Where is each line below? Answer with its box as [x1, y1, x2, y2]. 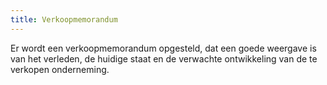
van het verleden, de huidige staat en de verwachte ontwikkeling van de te [10, 52, 318, 65]
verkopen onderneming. [10, 63, 110, 75]
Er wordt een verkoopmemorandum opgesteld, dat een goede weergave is [10, 42, 317, 54]
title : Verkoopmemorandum [10, 14, 118, 25]
